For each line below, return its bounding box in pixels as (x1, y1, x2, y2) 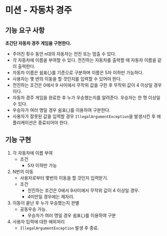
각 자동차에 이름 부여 (12, 149, 53, 155)
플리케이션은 (12, 119, 37, 125)
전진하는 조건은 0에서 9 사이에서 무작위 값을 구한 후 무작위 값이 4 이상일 (12, 82, 153, 88)
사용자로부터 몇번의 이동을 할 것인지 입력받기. (19, 174, 108, 180)
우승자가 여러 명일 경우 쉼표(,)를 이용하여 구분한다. (12, 107, 111, 113)
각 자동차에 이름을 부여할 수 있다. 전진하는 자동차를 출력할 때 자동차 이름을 (12, 57, 156, 63)
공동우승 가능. (19, 206, 47, 212)
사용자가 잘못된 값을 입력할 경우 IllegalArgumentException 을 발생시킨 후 (12, 113, 156, 119)
